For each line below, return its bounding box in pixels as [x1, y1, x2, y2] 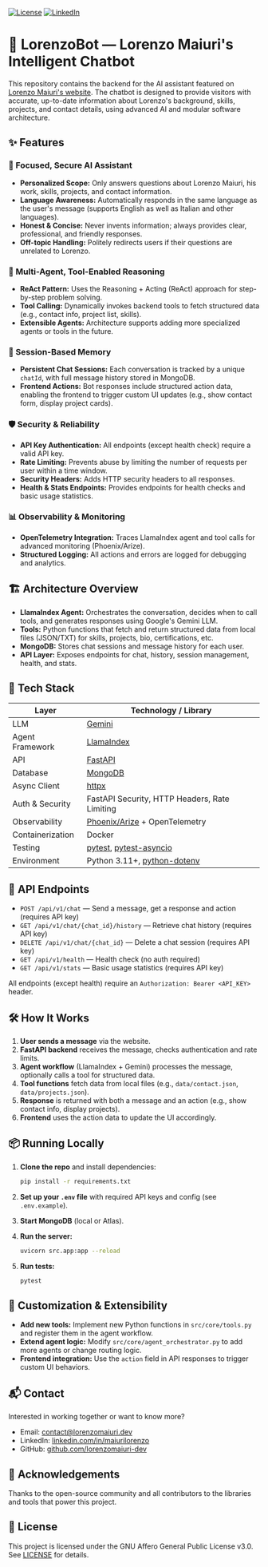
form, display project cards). [19, 399, 113, 408]
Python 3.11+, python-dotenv [86, 855, 200, 867]
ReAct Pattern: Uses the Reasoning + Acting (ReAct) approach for [19, 284, 238, 293]
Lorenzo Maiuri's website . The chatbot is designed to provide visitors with [8, 87, 251, 97]
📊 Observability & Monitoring [8, 511, 126, 522]
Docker [86, 829, 114, 840]
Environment [12, 855, 60, 867]
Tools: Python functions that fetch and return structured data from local [19, 624, 256, 634]
